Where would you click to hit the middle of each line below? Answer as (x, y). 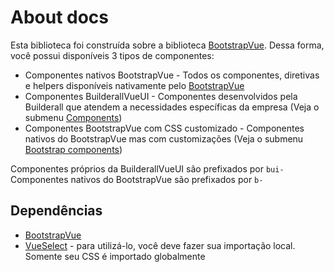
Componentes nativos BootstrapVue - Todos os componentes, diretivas (172, 75)
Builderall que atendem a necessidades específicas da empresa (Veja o (172, 107)
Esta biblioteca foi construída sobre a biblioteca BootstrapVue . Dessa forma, (167, 45)
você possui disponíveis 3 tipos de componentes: (112, 55)
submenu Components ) (73, 117)
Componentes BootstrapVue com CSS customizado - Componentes (164, 128)
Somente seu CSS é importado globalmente (115, 256)
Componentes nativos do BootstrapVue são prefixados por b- (137, 179)
